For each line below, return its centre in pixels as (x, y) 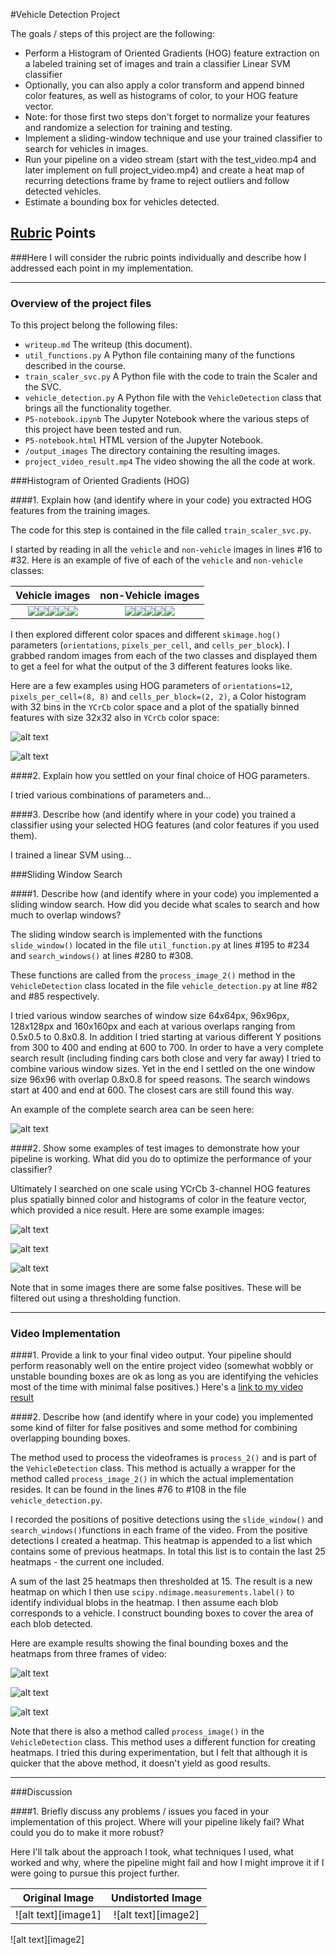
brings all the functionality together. (98, 408)
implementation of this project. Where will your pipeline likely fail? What (157, 1822)
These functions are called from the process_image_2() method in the (153, 975)
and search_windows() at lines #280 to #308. (102, 956)
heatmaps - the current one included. (87, 1562)
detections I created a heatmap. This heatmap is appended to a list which (161, 1541)
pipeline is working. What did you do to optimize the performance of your (161, 1159)
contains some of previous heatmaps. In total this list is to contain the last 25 (168, 1551)
